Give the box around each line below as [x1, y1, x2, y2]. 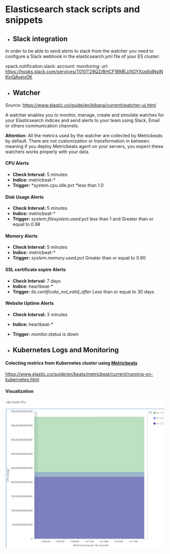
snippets [5, 14, 43, 26]
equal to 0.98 [12, 221, 40, 228]
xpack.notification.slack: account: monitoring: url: [5, 63, 109, 69]
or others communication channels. [5, 123, 79, 129]
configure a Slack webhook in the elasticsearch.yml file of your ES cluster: [5, 53, 160, 59]
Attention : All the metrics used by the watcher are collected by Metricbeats [5, 132, 163, 138]
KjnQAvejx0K [5, 74, 33, 80]
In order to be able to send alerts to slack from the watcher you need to [5, 48, 154, 54]
